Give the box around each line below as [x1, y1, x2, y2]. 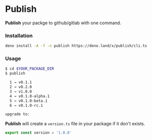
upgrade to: [5, 112, 30, 117]
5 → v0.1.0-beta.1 [9, 98, 48, 103]
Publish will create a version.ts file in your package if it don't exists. [5, 121, 145, 127]
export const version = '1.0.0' [5, 130, 72, 136]
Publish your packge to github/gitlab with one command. [5, 20, 121, 26]
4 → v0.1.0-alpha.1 [9, 93, 50, 98]
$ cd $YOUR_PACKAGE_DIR [5, 66, 54, 71]
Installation [5, 32, 33, 39]
